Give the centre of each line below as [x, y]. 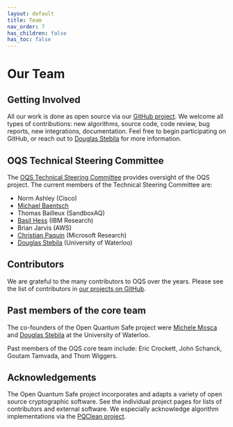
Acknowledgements [52, 377]
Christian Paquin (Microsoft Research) [72, 235]
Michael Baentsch [43, 205]
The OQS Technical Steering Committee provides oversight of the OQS [109, 177]
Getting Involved [44, 99]
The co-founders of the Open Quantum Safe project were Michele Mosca [112, 327]
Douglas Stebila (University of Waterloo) [75, 242]
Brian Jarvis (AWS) [44, 228]
